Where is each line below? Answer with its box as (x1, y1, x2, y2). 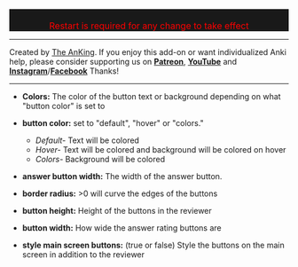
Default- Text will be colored (35, 135, 140, 145)
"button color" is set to (21, 101, 106, 111)
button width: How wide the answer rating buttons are (21, 223, 222, 233)
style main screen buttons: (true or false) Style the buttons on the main (21, 240, 286, 250)
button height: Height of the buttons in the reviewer (21, 206, 213, 216)
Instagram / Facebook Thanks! (9, 66, 120, 76)
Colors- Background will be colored (35, 154, 166, 164)
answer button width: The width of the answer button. (21, 171, 223, 181)
